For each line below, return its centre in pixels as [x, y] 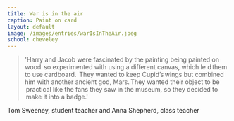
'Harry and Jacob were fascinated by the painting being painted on [122, 59]
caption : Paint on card [42, 20]
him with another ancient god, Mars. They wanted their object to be [122, 82]
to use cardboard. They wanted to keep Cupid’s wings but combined [124, 75]
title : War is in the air [45, 14]
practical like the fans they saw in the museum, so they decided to [122, 90]
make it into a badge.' [57, 97]
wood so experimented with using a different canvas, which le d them [126, 67]
